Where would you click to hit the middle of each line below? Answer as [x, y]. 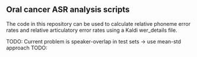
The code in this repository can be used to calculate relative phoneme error [99, 24]
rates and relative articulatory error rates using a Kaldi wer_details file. [92, 30]
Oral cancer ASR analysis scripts [68, 10]
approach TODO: [27, 48]
